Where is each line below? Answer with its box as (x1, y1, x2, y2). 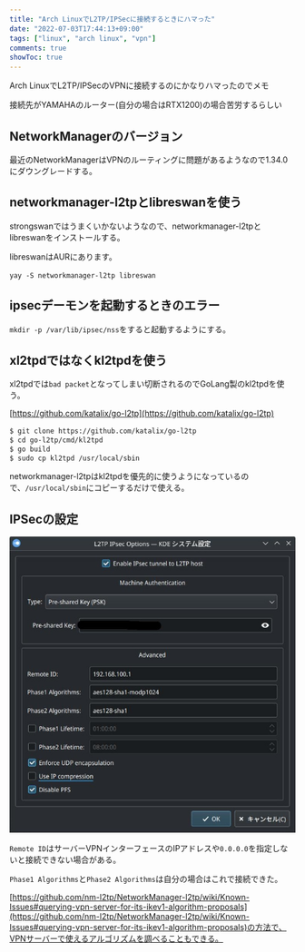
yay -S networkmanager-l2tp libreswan (9, 270, 156, 280)
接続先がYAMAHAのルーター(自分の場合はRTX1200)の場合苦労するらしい (9, 100, 283, 111)
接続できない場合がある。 (25, 854, 121, 865)
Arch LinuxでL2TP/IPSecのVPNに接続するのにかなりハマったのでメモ (9, 80, 270, 91)
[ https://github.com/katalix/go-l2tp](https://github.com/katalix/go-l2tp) (9, 408, 275, 419)
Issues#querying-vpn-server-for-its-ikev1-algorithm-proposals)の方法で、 (9, 921, 288, 932)
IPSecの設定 (9, 511, 79, 526)
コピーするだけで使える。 (93, 482, 190, 494)
